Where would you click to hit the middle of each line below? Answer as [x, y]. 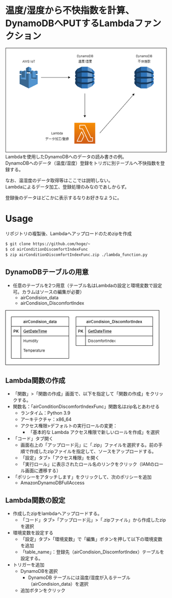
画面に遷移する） [43, 471]
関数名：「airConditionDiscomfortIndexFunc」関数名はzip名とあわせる [86, 407]
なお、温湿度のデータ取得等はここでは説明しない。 [59, 180]
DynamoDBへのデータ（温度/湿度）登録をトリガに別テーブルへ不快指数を [83, 163]
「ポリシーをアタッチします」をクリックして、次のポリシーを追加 [82, 477]
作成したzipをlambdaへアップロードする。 [57, 513]
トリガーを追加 [28, 565]
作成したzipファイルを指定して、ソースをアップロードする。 [93, 451]
